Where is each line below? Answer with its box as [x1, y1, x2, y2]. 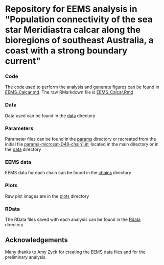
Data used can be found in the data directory [5, 113, 95, 119]
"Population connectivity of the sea [5, 14, 153, 25]
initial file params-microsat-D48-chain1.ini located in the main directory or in [5, 141, 159, 147]
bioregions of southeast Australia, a [5, 35, 154, 46]
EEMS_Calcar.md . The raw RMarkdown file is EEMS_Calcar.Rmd [5, 89, 134, 95]
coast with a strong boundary [5, 45, 128, 56]
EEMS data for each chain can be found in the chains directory [5, 170, 131, 176]
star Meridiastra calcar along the [5, 24, 141, 35]
